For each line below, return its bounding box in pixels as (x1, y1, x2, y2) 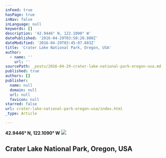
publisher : (5, 78, 28, 83)
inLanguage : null (5, 21, 42, 27)
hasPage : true (5, 12, 35, 17)
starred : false (5, 102, 37, 107)
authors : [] (5, 73, 30, 78)
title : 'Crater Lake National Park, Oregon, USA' (5, 45, 112, 50)
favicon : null (10, 97, 39, 102)
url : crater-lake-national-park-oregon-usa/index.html (5, 106, 123, 111)
